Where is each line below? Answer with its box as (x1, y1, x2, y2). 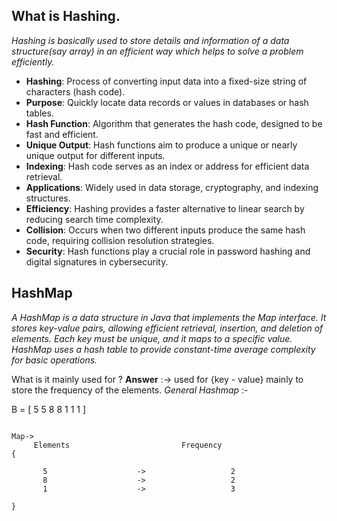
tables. (25, 107, 54, 119)
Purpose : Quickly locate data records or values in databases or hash (25, 96, 309, 108)
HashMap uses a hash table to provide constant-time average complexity (11, 343, 316, 355)
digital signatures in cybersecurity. (25, 255, 169, 268)
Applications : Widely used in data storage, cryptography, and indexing (25, 181, 319, 193)
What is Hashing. (11, 8, 121, 25)
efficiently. (11, 55, 55, 68)
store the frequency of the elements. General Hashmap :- (11, 384, 249, 396)
